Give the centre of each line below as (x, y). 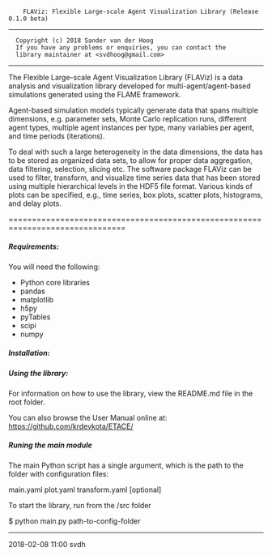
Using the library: (38, 373)
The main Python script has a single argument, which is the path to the (126, 465)
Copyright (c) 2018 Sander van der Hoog (85, 41)
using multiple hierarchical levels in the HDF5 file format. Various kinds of (131, 186)
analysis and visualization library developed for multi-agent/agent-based (130, 86)
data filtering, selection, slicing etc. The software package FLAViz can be (130, 169)
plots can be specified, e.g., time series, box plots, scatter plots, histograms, (136, 195)
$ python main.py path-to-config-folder (74, 521)
